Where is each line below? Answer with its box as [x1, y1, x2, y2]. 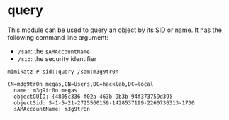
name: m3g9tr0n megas [13, 87, 78, 94]
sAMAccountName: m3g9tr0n [13, 105, 91, 112]
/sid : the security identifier [17, 54, 97, 62]
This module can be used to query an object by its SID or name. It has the [7, 26, 222, 34]
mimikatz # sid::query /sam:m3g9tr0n [7, 68, 119, 75]
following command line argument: [7, 33, 108, 41]
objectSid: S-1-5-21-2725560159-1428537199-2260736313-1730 [13, 99, 195, 107]
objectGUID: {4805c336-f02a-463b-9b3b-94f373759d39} [13, 93, 173, 100]
